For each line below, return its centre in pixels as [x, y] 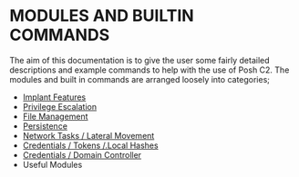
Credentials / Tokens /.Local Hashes [90, 145]
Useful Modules [52, 164]
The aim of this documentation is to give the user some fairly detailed [140, 60]
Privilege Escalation [60, 106]
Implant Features [54, 97]
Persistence [45, 126]
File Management [55, 116]
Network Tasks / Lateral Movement [88, 135]
